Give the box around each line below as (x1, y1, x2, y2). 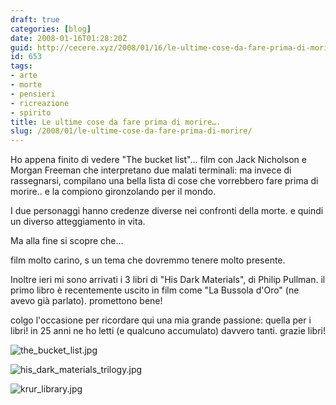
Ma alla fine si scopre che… (10, 235, 124, 247)
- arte (10, 71, 38, 81)
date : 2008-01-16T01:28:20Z (10, 33, 128, 43)
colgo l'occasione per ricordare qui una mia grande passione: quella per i (10, 314, 312, 326)
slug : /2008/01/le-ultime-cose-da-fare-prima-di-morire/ (10, 126, 253, 136)
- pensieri (10, 89, 56, 99)
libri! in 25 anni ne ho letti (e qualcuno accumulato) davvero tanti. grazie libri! (10, 325, 326, 337)
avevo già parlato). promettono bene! (10, 295, 163, 307)
